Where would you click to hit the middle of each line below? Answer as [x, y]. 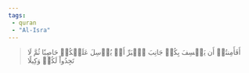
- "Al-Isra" [31, 30]
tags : [17, 15]
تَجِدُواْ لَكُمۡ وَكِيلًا [51, 60]
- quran [24, 23]
